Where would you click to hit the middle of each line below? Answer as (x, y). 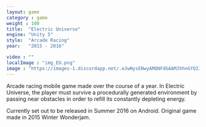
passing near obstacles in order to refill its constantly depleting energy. (96, 99)
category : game (27, 18)
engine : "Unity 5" (30, 35)
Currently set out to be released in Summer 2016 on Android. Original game (101, 111)
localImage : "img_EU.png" (41, 63)
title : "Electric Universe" (44, 29)
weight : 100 (23, 23)
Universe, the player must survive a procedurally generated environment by (102, 92)
